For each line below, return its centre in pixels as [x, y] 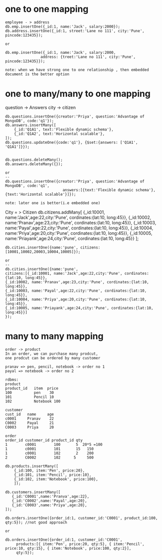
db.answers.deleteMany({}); [34, 164]
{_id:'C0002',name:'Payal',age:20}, [49, 501]
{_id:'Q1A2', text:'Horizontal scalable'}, [60, 134]
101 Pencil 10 [30, 397]
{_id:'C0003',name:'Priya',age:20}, [49, 505]
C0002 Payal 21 [30, 423]
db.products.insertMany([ [32, 466]
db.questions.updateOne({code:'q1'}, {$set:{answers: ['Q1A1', [72, 142]
